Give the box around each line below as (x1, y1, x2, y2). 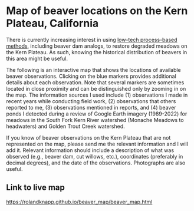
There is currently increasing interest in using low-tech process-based (6, 36, 178, 43)
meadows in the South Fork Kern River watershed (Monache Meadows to (6, 116, 184, 123)
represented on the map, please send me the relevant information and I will (6, 140, 189, 147)
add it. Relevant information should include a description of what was (6, 146, 175, 154)
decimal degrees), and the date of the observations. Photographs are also (6, 159, 186, 166)
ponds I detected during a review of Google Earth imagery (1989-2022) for (6, 110, 188, 117)
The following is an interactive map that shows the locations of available (6, 66, 181, 73)
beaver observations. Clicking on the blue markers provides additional (6, 72, 177, 80)
